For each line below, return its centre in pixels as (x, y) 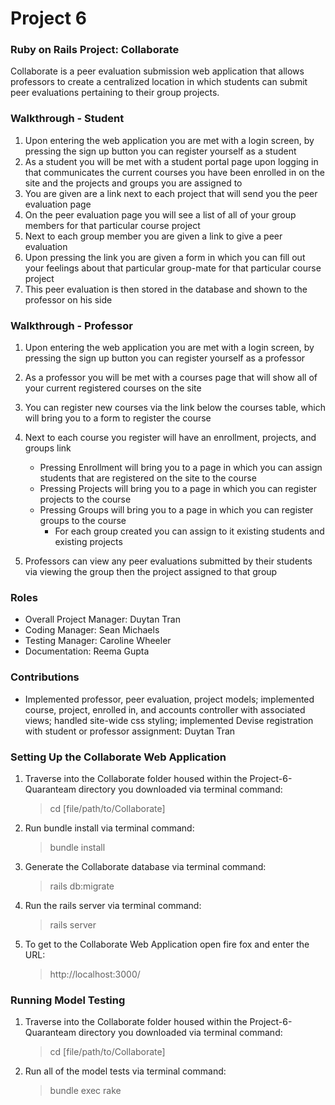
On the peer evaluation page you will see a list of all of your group (160, 214)
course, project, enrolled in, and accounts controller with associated (165, 709)
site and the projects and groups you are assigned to (133, 183)
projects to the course (85, 499)
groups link (48, 448)
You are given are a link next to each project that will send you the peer (171, 193)
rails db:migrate (82, 886)
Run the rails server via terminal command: (113, 905)
